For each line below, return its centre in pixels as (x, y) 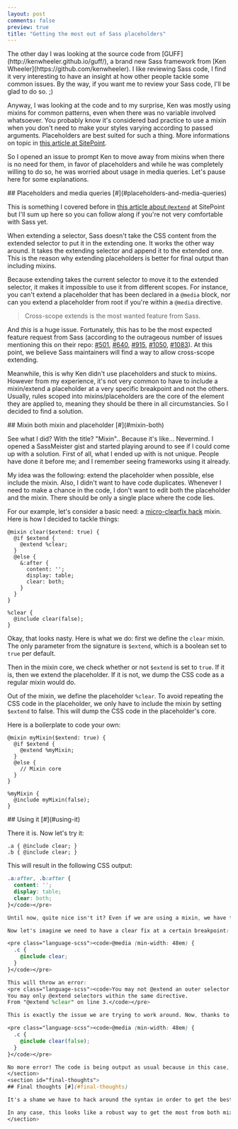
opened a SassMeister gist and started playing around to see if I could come (119, 446)
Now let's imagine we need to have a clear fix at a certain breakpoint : (119, 930)
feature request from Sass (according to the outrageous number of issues (115, 337)
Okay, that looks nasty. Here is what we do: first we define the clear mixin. (116, 639)
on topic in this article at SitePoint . (57, 143)
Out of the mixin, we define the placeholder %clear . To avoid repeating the (115, 696)
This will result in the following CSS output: (70, 866)
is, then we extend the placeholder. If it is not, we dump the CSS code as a (116, 675)
